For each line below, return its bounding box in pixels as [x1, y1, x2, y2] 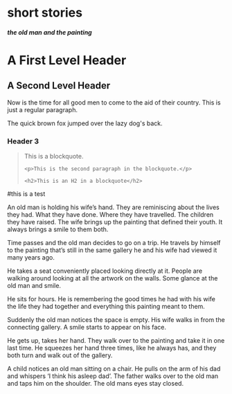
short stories [7, 5, 83, 21]
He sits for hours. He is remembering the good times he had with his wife [7, 295, 216, 303]
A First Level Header [7, 52, 127, 68]
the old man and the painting [7, 28, 92, 36]
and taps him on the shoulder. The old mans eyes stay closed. [7, 379, 184, 388]
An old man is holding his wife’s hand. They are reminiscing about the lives [7, 203, 220, 212]
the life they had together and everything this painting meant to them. [7, 303, 206, 311]
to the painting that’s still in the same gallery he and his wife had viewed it [7, 246, 217, 254]
